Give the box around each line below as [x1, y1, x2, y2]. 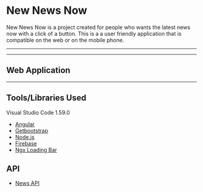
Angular [14, 120, 35, 127]
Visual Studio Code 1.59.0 [6, 109, 71, 116]
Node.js [14, 133, 35, 141]
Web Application [6, 65, 71, 75]
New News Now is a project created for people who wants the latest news [6, 24, 190, 31]
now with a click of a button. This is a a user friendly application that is [6, 30, 182, 37]
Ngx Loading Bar [14, 146, 57, 153]
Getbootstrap [14, 127, 48, 134]
